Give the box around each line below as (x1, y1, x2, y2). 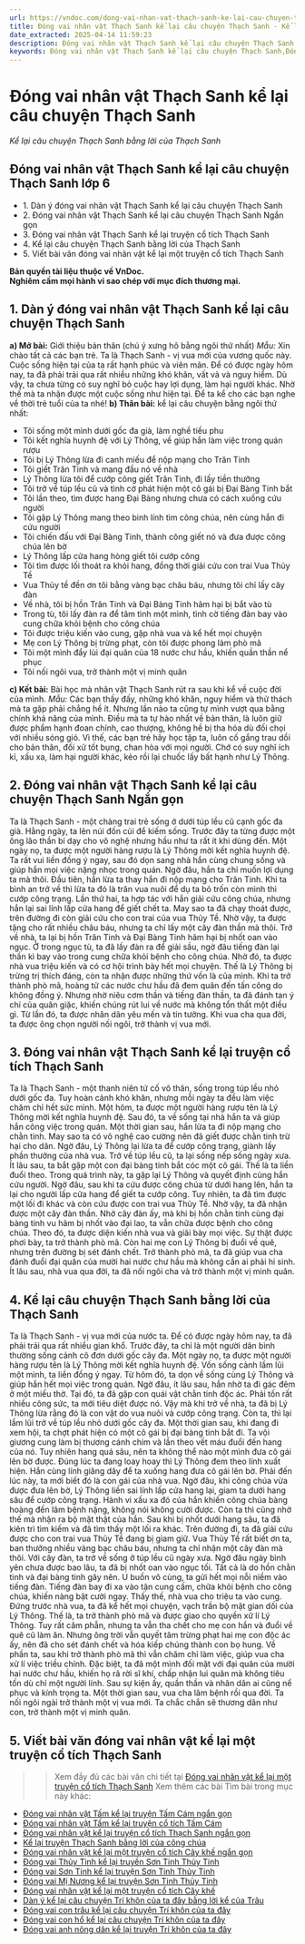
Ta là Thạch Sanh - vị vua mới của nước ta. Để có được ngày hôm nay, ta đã (9, 1330, 292, 1341)
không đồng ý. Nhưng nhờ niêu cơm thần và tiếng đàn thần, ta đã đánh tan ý (9, 989, 295, 1000)
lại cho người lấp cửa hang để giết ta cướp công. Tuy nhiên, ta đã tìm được (9, 1189, 287, 1200)
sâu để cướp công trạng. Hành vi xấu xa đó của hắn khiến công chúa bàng (9, 1495, 289, 1506)
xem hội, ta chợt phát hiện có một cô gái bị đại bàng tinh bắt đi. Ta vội (9, 1427, 271, 1438)
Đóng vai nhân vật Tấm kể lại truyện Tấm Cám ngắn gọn (22, 1808, 232, 1819)
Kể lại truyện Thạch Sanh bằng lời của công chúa (22, 1837, 207, 1848)
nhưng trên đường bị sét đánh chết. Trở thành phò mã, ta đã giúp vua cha (9, 1247, 283, 1258)
